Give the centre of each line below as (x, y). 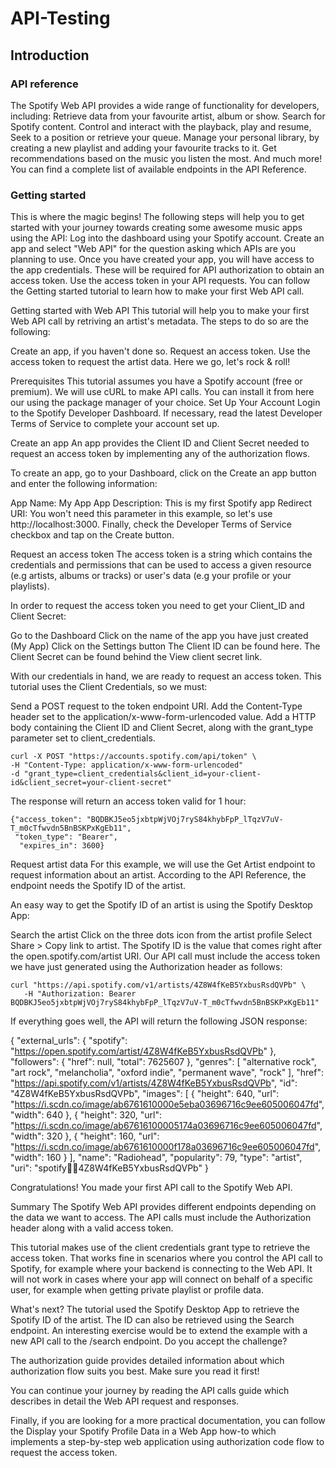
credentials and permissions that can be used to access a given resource (161, 565)
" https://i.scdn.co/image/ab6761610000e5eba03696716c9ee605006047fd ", (167, 1104)
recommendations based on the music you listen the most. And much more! (166, 158)
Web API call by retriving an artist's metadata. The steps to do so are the (159, 321)
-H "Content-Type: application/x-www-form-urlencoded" (127, 765)
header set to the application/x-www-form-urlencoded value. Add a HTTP (163, 717)
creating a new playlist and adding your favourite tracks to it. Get (143, 148)
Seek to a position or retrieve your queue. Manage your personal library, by (165, 137)
